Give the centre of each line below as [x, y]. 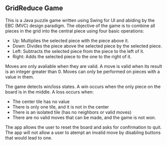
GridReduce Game [34, 8]
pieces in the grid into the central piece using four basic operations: [75, 31]
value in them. [20, 76]
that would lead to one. [29, 137]
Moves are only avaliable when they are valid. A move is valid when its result [84, 66]
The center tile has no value [41, 101]
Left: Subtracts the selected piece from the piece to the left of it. [78, 51]
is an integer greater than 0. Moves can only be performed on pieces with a [83, 71]
